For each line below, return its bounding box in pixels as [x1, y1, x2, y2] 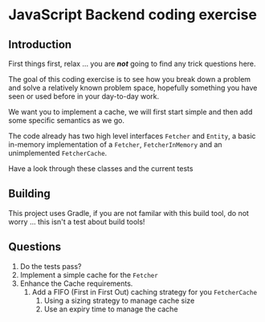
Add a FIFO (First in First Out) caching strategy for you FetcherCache [31, 287, 258, 296]
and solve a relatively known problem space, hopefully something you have [8, 83, 258, 92]
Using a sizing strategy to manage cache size [43, 296, 195, 305]
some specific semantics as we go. [8, 116, 124, 125]
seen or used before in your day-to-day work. [8, 92, 160, 101]
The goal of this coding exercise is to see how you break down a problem [8, 75, 251, 84]
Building [8, 187, 51, 201]
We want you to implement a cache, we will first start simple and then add [8, 107, 253, 116]
